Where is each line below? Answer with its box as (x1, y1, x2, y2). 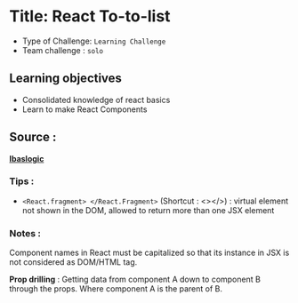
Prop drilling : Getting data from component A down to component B (9, 274, 261, 285)
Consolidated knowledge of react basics (21, 94, 171, 105)
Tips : (9, 175, 35, 187)
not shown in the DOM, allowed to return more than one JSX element (21, 204, 275, 215)
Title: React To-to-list (9, 6, 171, 27)
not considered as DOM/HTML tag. (9, 257, 138, 267)
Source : (9, 130, 57, 145)
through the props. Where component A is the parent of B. (9, 283, 223, 294)
